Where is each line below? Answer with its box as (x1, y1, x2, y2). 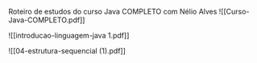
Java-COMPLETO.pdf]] (8, 15, 85, 25)
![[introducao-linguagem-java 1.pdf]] (8, 31, 130, 40)
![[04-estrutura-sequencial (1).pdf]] (8, 46, 126, 55)
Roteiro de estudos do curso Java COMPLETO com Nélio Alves (8, 7, 218, 16)
